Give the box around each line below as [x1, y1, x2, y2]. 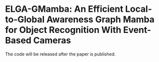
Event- [123, 25, 152, 35]
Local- [125, 3, 152, 15]
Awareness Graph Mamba [46, 14, 155, 25]
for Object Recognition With [5, 25, 122, 35]
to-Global [5, 14, 45, 25]
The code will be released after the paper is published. [5, 51, 116, 57]
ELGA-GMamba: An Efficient [5, 3, 124, 15]
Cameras [33, 35, 71, 46]
